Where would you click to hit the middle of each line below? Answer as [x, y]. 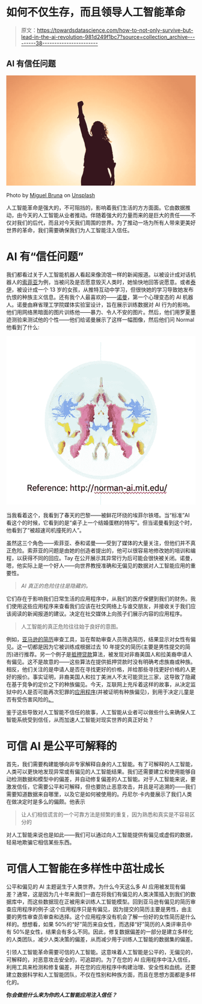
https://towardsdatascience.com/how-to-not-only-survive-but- [115, 30]
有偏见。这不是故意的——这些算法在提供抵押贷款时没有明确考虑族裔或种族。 [101, 662]
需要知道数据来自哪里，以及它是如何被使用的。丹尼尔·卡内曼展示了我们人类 [99, 794]
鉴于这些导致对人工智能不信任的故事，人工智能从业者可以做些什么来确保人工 [101, 712]
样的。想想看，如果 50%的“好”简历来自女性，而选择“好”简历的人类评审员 [96, 924]
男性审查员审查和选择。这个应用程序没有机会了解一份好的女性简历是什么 [106, 916]
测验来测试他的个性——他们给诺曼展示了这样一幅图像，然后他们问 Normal [103, 320]
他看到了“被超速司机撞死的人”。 [46, 530]
